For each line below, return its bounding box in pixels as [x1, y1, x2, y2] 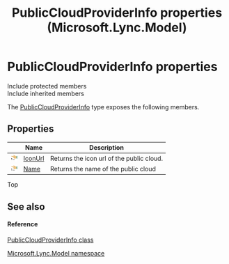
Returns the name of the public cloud [49, 164, 157, 173]
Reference [7, 220, 38, 228]
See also [7, 201, 45, 212]
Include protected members [7, 81, 87, 90]
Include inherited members [7, 89, 85, 98]
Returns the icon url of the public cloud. [49, 154, 164, 162]
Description [89, 143, 124, 152]
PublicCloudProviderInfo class [7, 235, 94, 244]
